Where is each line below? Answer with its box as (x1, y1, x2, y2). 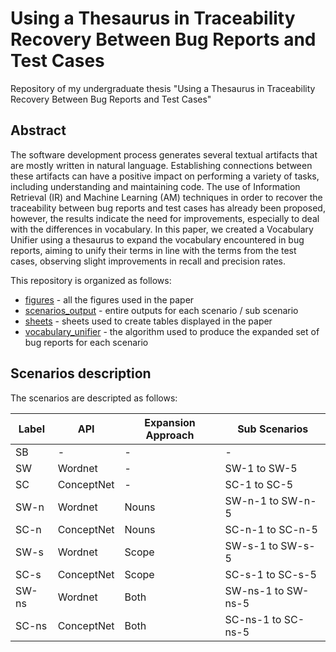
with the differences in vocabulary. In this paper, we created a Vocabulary (10, 223, 314, 235)
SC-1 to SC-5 (224, 477, 294, 491)
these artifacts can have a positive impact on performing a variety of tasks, (10, 170, 320, 182)
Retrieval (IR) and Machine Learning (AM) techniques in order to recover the (10, 191, 323, 203)
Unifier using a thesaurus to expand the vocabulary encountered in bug (10, 233, 305, 246)
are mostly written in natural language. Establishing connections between (10, 159, 313, 171)
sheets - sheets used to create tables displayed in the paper (24, 315, 273, 327)
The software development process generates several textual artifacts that (10, 148, 318, 161)
